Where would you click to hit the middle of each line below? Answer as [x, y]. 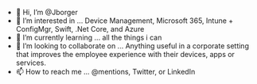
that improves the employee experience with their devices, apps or [125, 54]
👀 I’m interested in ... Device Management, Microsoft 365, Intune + [125, 21]
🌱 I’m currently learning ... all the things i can [89, 37]
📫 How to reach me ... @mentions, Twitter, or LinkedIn [105, 72]
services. [31, 63]
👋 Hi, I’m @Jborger [47, 12]
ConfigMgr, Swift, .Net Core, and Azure [80, 29]
